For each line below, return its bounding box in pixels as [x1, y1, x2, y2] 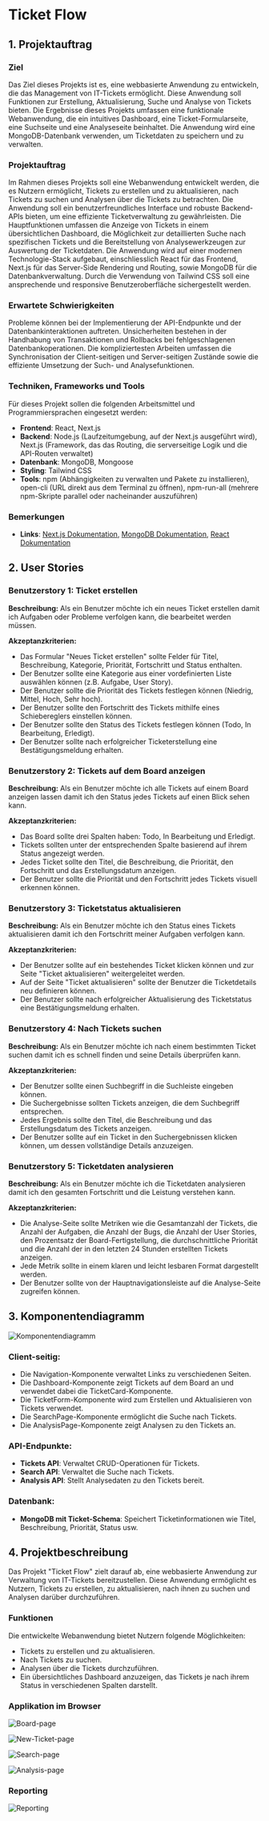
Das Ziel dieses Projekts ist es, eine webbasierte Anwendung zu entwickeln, [8, 79, 259, 89]
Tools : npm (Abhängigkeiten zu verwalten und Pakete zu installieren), [19, 474, 250, 484]
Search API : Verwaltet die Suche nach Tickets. [19, 1467, 175, 1477]
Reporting [8, 1785, 48, 1796]
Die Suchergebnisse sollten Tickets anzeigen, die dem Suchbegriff [19, 1098, 240, 1107]
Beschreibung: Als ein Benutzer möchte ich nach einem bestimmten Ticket [8, 1041, 256, 1051]
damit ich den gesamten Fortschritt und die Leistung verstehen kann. [8, 1187, 236, 1196]
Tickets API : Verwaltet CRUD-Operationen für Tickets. [19, 1459, 200, 1468]
